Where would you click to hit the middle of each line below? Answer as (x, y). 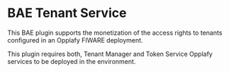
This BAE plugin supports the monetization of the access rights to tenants (115, 33)
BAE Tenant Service (67, 13)
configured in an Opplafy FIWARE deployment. (75, 40)
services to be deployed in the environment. (72, 61)
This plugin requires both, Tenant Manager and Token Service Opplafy (110, 54)
